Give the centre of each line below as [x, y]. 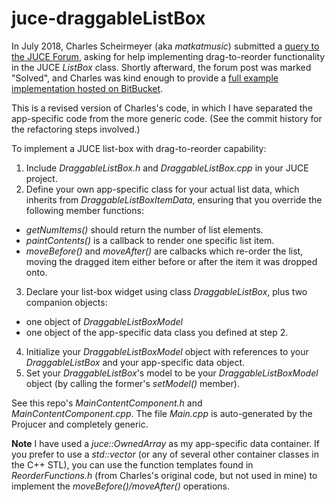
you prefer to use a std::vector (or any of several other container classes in [165, 454]
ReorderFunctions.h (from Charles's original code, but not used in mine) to [164, 475]
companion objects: [66, 302]
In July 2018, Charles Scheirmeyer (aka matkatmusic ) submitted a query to [165, 46]
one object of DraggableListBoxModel [104, 321]
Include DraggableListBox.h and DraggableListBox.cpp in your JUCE [167, 168]
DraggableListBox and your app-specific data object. [135, 362]
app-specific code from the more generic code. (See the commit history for [167, 118]
